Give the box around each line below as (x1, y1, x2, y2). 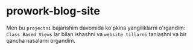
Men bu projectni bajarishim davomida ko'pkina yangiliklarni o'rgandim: (6, 24, 186, 31)
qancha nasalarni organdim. (6, 37, 75, 44)
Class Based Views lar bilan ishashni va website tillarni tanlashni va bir (6, 30, 187, 37)
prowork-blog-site (6, 4, 101, 18)
